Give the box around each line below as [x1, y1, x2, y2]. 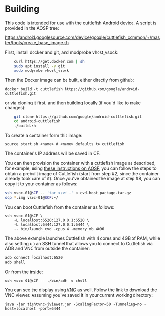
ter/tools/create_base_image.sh [5, 39, 69, 45]
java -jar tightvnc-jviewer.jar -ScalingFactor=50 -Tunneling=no [5, 302, 142, 307]
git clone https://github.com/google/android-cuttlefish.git [14, 114, 142, 119]
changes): [5, 105, 26, 110]
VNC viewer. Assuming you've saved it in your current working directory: [5, 292, 153, 298]
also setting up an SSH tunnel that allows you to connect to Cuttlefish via [5, 240, 153, 246]
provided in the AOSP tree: [5, 25, 59, 31]
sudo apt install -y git [14, 63, 65, 69]
